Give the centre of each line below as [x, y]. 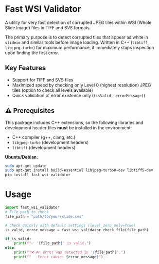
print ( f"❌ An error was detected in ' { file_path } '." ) [70, 252]
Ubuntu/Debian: [21, 157]
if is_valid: [18, 239]
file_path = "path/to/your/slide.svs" [44, 216]
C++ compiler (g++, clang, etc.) [44, 137]
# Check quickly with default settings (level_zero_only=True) [71, 225]
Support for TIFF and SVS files [43, 80]
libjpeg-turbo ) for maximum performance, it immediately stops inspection [80, 47]
